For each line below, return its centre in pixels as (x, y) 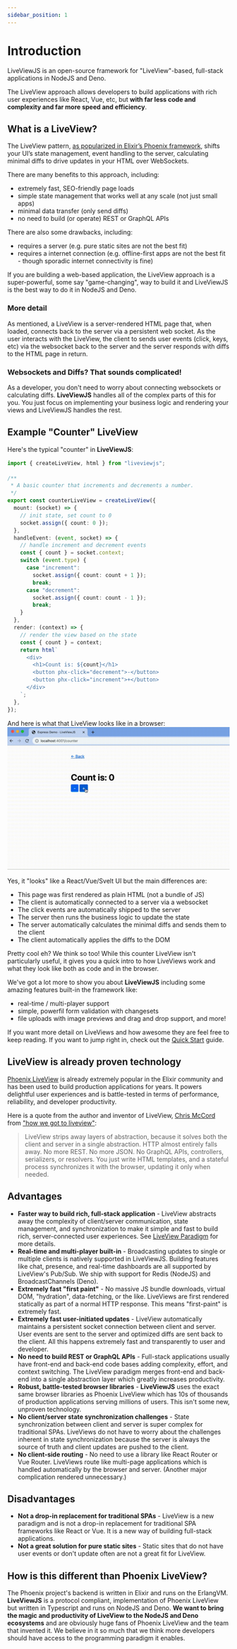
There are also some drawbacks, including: (70, 232)
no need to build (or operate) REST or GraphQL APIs (93, 219)
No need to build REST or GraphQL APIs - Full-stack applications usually (123, 1357)
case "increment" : (53, 568)
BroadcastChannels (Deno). (58, 1281)
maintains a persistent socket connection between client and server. (117, 1326)
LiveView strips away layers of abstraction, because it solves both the (126, 1136)
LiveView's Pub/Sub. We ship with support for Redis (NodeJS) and (114, 1274)
